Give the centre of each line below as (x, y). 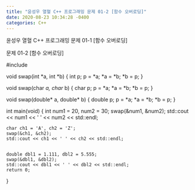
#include (17, 65)
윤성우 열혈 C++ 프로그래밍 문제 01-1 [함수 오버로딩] (67, 41)
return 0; (18, 170)
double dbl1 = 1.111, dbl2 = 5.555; (52, 155)
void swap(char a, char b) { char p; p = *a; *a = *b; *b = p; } (80, 88)
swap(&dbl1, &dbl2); (32, 160)
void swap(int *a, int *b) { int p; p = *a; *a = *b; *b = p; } (75, 77)
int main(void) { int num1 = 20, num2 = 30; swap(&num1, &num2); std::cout (97, 111)
